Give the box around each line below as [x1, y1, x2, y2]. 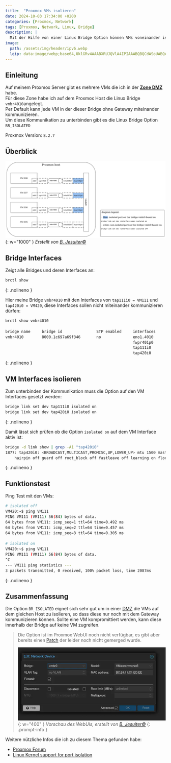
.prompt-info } [17, 727, 48, 733]
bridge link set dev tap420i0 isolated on [5, 409, 97, 415]
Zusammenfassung [5, 592, 69, 601]
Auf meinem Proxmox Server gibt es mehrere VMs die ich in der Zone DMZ [5, 84, 163, 90]
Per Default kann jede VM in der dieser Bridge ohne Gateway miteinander [5, 106, 159, 112]
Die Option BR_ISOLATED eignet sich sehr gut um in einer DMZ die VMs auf [5, 606, 159, 612]
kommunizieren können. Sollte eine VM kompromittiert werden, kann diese [5, 616, 162, 623]
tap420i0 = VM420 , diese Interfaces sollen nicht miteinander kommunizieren [5, 302, 163, 308]
